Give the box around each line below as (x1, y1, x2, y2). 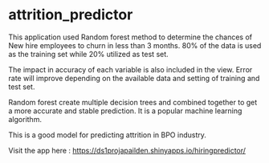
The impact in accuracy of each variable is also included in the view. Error (8, 64, 253, 74)
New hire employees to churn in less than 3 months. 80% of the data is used (8, 40, 262, 50)
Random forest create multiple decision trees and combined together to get (8, 97, 258, 107)
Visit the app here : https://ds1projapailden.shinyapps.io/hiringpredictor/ (8, 145, 247, 155)
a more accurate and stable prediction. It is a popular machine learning (8, 106, 243, 116)
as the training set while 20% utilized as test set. (8, 49, 169, 59)
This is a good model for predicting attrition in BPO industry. (8, 130, 207, 140)
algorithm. (8, 114, 43, 124)
